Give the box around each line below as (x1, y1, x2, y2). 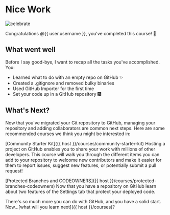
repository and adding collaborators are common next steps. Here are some (5, 125, 165, 131)
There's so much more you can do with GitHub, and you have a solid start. (5, 198, 162, 204)
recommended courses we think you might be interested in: (5, 131, 131, 137)
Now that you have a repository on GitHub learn (56, 183, 157, 189)
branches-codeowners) (5, 183, 55, 189)
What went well (5, 45, 56, 54)
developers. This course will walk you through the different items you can (5, 151, 160, 157)
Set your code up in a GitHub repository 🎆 (12, 91, 102, 97)
